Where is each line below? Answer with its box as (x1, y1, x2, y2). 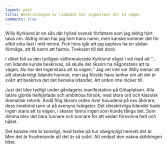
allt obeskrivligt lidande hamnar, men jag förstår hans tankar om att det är (5, 72, 156, 78)
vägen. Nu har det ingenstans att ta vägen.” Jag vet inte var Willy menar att (5, 66, 160, 72)
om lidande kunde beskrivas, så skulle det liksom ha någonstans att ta (5, 61, 149, 67)
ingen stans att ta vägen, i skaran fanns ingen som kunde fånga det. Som (5, 108, 156, 114)
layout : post (5, 7, 32, 12)
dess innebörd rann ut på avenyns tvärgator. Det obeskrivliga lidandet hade (5, 103, 160, 109)
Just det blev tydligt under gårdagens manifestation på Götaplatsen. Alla (5, 87, 154, 93)
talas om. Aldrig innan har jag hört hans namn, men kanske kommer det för (5, 35, 159, 41)
